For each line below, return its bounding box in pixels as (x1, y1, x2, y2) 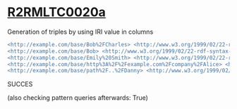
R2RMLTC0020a (7, 4, 106, 20)
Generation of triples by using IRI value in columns (7, 27, 154, 36)
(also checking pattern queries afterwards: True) (7, 94, 148, 102)
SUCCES (7, 80, 33, 89)
